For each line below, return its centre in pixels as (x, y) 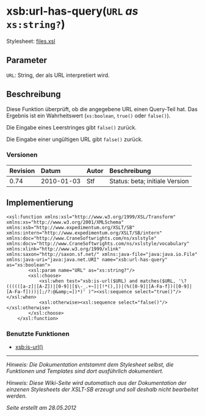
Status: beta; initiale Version (149, 181)
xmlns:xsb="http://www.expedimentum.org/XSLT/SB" (71, 227)
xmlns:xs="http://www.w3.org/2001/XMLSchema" (65, 222)
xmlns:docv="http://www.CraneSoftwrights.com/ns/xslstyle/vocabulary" (98, 243)
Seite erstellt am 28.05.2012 (41, 407)
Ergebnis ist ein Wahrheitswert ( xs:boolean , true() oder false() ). (88, 115)
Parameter (27, 60)
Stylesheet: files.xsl (31, 41)
